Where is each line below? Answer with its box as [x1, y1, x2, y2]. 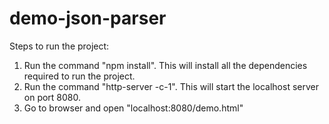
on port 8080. [23, 91, 82, 103]
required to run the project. [23, 70, 136, 82]
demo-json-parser [9, 7, 167, 30]
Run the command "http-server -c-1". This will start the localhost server [23, 80, 319, 92]
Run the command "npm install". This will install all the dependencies [23, 59, 308, 71]
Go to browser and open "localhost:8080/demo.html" [23, 102, 244, 114]
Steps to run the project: [9, 40, 110, 52]
